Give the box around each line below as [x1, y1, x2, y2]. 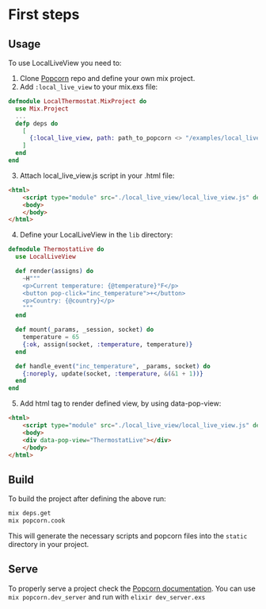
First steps [8, 6, 80, 24]
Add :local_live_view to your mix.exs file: [19, 82, 158, 91]
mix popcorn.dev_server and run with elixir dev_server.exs [8, 592, 206, 601]
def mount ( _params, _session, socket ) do [15, 326, 154, 334]
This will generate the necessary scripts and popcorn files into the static [8, 530, 248, 541]
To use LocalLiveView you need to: [8, 58, 122, 67]
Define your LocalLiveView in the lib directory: [19, 230, 173, 240]
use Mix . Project [15, 105, 69, 113]
